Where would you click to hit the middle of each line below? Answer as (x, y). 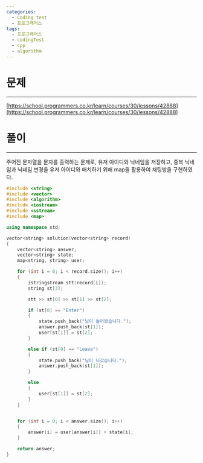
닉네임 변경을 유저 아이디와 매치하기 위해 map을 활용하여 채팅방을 (95, 169)
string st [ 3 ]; (46, 288)
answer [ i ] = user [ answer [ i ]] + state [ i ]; (81, 432)
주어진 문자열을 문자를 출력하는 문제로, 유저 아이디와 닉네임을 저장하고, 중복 (95, 162)
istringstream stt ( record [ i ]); (67, 283)
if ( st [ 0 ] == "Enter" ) (56, 310)
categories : (21, 12)
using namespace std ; (34, 227)
